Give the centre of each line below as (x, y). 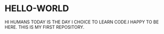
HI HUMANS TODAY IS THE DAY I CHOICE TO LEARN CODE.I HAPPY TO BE (82, 22)
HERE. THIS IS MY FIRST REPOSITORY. (45, 27)
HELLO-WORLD (37, 8)
